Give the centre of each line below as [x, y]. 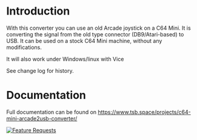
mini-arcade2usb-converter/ [42, 118]
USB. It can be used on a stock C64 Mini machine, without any [84, 41]
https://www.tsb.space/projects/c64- [144, 112]
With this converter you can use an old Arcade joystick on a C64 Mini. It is [98, 28]
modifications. [24, 47]
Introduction [38, 11]
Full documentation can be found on [52, 112]
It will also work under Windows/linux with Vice [65, 59]
